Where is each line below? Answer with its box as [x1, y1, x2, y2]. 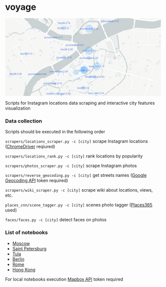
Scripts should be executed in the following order [5, 129, 105, 135]
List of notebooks [5, 229, 48, 236]
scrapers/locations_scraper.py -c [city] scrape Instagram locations [5, 138, 148, 144]
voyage [5, 1, 37, 13]
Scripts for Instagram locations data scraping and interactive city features [5, 100, 155, 106]
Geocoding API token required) [5, 177, 68, 184]
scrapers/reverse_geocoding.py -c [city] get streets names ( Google [5, 172, 147, 178]
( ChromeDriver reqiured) [5, 144, 55, 150]
